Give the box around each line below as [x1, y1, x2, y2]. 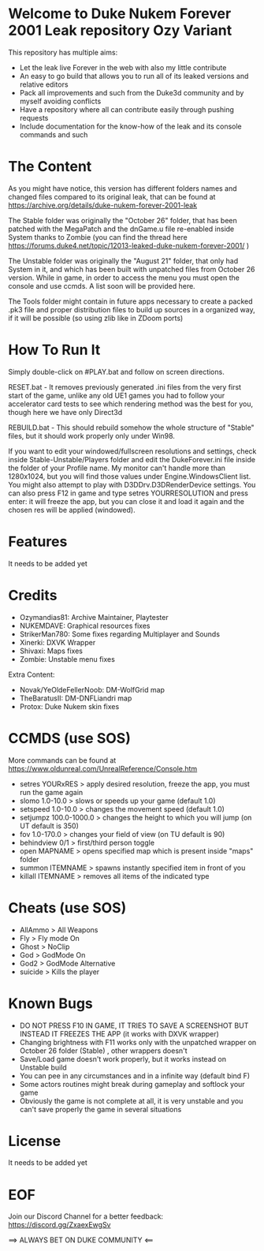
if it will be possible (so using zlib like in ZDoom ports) [8, 313, 184, 323]
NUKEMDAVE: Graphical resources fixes [19, 621, 151, 630]
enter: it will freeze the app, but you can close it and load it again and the [8, 496, 245, 506]
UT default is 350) [19, 821, 79, 831]
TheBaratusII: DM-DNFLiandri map [19, 693, 132, 703]
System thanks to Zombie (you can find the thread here [8, 232, 188, 241]
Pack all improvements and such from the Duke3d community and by [19, 88, 244, 97]
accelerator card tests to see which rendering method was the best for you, [8, 399, 254, 409]
